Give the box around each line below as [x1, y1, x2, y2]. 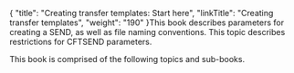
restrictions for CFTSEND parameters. [9, 36, 152, 47]
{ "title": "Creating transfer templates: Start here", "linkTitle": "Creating [9, 8, 274, 18]
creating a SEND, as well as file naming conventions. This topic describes [9, 27, 286, 37]
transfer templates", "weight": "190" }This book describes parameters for [9, 17, 285, 28]
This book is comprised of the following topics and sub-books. [9, 54, 245, 64]
